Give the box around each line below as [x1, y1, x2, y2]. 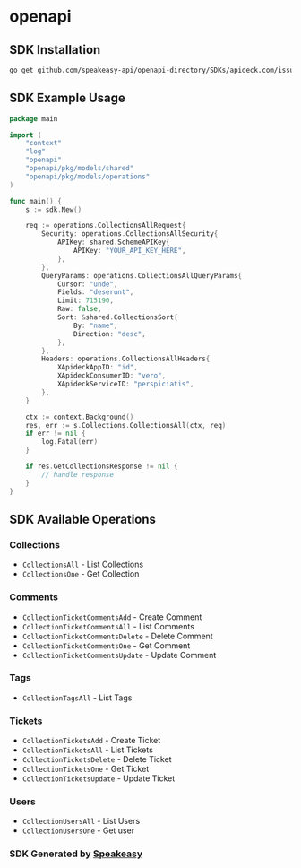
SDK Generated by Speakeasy [9, 847, 143, 860]
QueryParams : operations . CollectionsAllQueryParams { [41, 271, 243, 280]
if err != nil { [25, 429, 87, 438]
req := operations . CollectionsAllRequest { [25, 221, 186, 230]
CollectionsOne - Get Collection [21, 569, 140, 579]
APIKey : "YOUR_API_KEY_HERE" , [73, 247, 186, 256]
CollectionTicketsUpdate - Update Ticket [21, 773, 176, 784]
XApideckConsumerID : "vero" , [56, 371, 167, 380]
